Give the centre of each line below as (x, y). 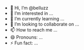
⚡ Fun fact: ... (24, 43)
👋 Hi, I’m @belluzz (29, 8)
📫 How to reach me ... (34, 30)
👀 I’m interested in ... (32, 13)
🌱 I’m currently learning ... (37, 19)
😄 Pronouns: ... (26, 37)
